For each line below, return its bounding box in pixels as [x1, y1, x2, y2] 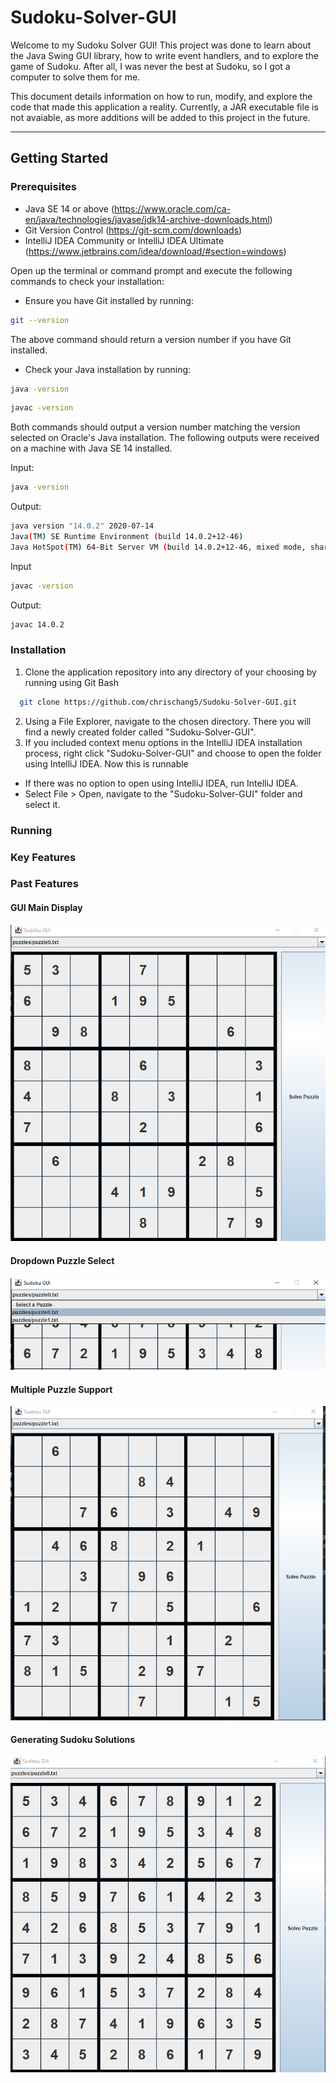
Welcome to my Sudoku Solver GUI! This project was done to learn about [10, 39, 312, 51]
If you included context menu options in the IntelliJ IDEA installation [24, 736, 303, 748]
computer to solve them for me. [10, 71, 141, 83]
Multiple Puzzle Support [10, 1383, 113, 1395]
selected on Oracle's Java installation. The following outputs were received [10, 432, 320, 444]
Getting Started [10, 150, 109, 167]
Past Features [10, 877, 79, 891]
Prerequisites [10, 180, 77, 194]
